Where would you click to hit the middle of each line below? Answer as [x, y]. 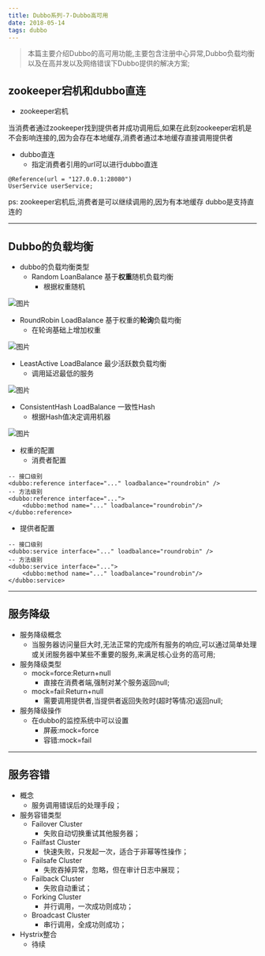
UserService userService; [50, 186]
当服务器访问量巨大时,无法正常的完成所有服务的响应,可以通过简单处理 [144, 644]
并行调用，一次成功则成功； [88, 906]
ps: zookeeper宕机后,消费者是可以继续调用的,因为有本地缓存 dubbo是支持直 [131, 202]
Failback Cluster [58, 878]
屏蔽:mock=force [71, 730]
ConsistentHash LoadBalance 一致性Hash [87, 407]
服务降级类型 [40, 664]
